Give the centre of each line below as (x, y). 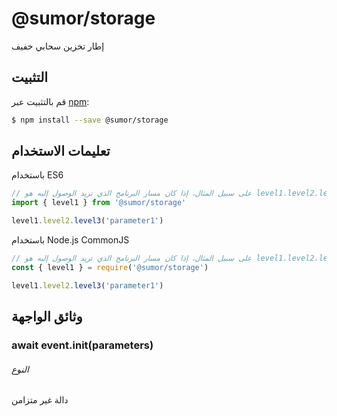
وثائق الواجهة (47, 317)
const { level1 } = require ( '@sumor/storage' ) (110, 267)
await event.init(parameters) (82, 345)
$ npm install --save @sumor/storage (90, 120)
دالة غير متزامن (40, 400)
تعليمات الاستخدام (61, 151)
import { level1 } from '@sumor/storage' (99, 203)
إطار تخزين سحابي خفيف (58, 46)
